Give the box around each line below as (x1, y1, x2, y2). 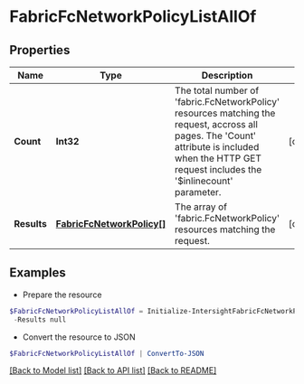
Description (201, 70, 253, 81)
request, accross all (175, 118, 258, 130)
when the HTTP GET (175, 152, 262, 164)
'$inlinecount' (175, 174, 233, 187)
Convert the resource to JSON (22, 332, 136, 342)
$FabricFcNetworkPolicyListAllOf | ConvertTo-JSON (9, 349, 204, 358)
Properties (9, 42, 71, 58)
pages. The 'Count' (175, 129, 256, 142)
